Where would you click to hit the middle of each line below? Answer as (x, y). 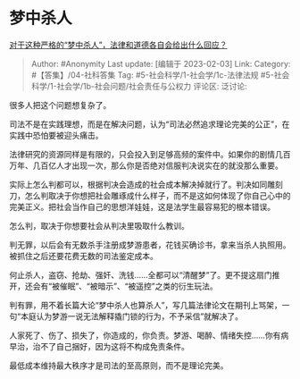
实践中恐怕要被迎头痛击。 (56, 135)
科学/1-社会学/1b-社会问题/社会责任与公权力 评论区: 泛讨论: (139, 86)
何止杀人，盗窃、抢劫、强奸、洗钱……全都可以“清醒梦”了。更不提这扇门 (141, 274)
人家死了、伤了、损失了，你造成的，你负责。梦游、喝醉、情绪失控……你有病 (149, 335)
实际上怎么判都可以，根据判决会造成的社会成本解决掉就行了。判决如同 (138, 184)
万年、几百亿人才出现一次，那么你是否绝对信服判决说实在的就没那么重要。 (146, 165)
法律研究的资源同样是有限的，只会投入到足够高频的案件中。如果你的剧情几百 (150, 154)
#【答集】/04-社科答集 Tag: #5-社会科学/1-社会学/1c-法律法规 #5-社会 (160, 75)
